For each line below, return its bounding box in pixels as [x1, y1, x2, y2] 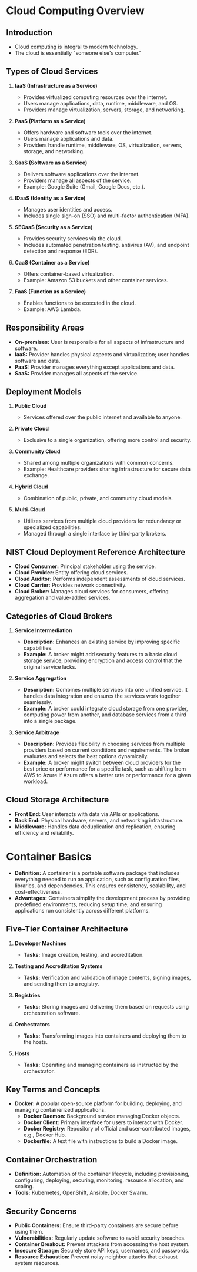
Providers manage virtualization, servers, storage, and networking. [23, 106, 185, 113]
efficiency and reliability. [14, 829, 74, 836]
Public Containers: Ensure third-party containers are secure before [14, 1222, 179, 1229]
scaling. [14, 1183, 34, 1190]
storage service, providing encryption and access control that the [23, 657, 182, 664]
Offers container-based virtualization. [23, 270, 115, 277]
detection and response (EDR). [23, 247, 98, 255]
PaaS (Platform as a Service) [14, 117, 86, 124]
